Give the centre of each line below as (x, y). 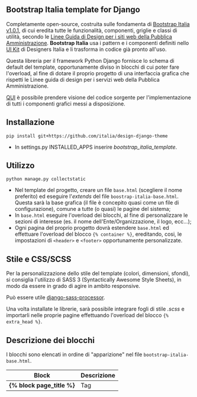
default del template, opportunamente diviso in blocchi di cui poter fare (93, 67)
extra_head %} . (24, 322)
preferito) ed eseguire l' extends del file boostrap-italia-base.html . (96, 196)
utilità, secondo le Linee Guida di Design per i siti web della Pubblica (89, 36)
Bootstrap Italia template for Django (73, 10)
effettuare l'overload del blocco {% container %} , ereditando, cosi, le (98, 234)
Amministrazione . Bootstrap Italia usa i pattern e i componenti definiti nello (98, 43)
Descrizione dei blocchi (50, 340)
